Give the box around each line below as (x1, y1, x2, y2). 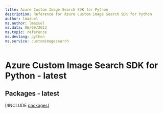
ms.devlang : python (5, 35, 45, 39)
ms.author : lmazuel (5, 20, 45, 26)
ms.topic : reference (5, 30, 47, 35)
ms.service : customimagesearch (5, 39, 69, 44)
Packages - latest (5, 90, 60, 98)
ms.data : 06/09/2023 (5, 25, 47, 30)
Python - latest (5, 70, 67, 81)
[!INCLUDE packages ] (5, 102, 49, 108)
